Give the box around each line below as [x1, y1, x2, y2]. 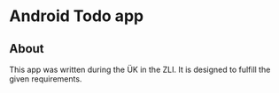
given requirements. [9, 74, 82, 84]
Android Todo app [9, 6, 144, 26]
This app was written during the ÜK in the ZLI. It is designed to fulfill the [9, 64, 271, 75]
